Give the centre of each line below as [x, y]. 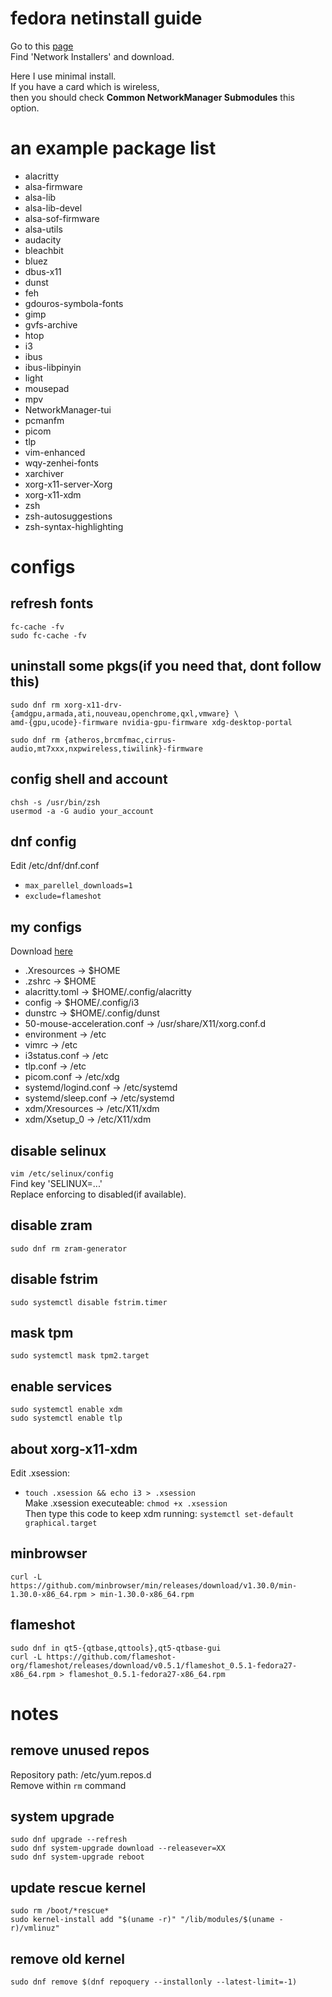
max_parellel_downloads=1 [78, 886]
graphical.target [61, 1523]
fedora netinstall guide [106, 18]
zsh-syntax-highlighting [74, 526]
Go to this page [42, 46]
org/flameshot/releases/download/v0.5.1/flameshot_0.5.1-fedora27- [154, 1665]
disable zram [51, 1225]
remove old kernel [67, 1958]
